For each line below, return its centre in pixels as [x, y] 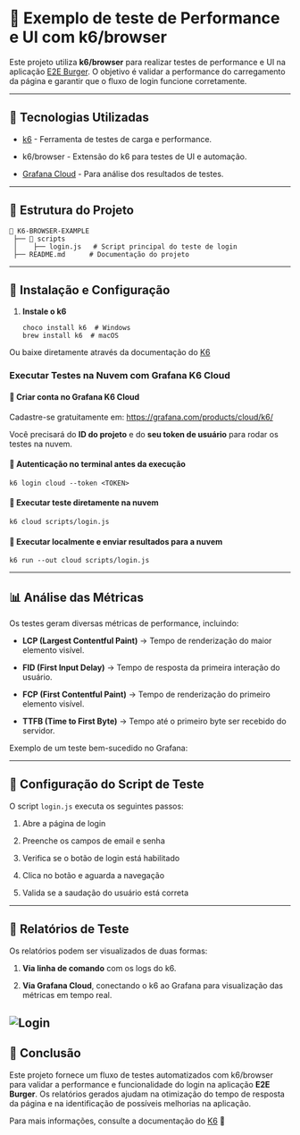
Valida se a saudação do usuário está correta [105, 893]
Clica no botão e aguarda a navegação [93, 875]
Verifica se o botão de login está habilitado [101, 858]
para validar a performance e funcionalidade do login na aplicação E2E [140, 1084]
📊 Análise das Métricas [77, 597]
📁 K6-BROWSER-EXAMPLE [50, 231]
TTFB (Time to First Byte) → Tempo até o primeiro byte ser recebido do [154, 721]
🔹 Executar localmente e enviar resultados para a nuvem [116, 541]
